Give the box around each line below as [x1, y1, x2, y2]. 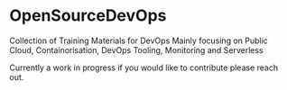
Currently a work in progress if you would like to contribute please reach [9, 62, 278, 73]
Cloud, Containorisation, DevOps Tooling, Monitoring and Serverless [9, 44, 264, 55]
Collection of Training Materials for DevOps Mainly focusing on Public [9, 35, 268, 46]
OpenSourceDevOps [9, 5, 167, 26]
